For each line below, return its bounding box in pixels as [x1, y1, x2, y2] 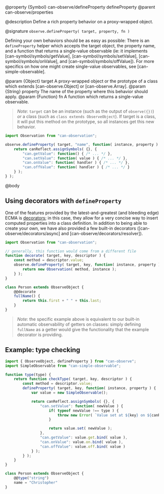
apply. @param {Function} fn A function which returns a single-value [5, 94, 143, 99]
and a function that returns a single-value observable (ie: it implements [5, 48, 148, 54]
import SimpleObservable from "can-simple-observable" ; [5, 363, 121, 368]
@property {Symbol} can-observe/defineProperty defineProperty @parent [5, 4, 155, 10]
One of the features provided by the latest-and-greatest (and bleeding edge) [5, 210, 159, 216]
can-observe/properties [5, 9, 54, 15]
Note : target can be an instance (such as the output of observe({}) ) [17, 108, 155, 114]
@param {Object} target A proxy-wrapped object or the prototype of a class [5, 78, 158, 84]
